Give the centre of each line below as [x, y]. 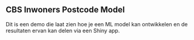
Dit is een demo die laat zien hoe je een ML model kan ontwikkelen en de [97, 24]
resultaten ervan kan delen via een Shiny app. [63, 30]
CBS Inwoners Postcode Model [65, 10]
